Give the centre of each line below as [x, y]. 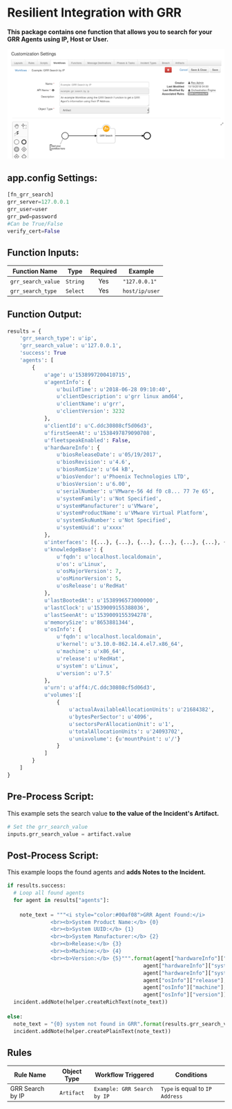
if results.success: [37, 886]
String [75, 282]
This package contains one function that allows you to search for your [110, 32]
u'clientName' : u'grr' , [91, 404]
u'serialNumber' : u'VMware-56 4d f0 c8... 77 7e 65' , [135, 491]
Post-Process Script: [53, 855]
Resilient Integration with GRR [94, 13]
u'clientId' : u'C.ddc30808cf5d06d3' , [98, 426]
